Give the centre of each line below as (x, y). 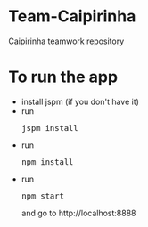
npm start (42, 196)
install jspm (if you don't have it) (80, 101)
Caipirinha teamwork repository (66, 41)
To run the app (63, 77)
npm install (47, 162)
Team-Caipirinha (72, 16)
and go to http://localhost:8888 (78, 213)
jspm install (49, 128)
